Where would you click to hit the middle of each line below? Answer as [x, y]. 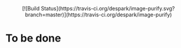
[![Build [31, 8]
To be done [33, 38]
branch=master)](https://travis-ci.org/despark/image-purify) [98, 15]
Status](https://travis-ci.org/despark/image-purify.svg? [108, 8]
